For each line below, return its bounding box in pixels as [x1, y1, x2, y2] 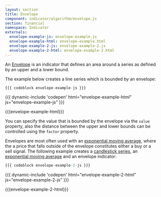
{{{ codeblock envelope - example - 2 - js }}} [5, 163, 91, 168]
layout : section [5, 7, 38, 12]
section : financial [5, 20, 45, 26]
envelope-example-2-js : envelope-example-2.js [9, 43, 106, 48]
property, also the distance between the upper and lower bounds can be [5, 123, 151, 129]
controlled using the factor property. [5, 129, 80, 135]
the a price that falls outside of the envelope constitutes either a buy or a [5, 143, 151, 149]
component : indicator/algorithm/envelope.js [5, 16, 97, 21]
